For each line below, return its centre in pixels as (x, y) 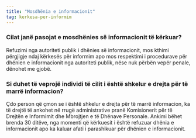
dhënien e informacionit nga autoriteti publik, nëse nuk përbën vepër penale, (98, 63)
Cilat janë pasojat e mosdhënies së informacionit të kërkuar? (94, 37)
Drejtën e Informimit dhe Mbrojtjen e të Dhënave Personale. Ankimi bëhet (94, 116)
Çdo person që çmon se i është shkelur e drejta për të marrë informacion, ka (98, 104)
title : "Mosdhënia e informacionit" (51, 11)
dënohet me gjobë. (29, 68)
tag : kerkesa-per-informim (39, 17)
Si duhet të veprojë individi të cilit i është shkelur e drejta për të (97, 84)
